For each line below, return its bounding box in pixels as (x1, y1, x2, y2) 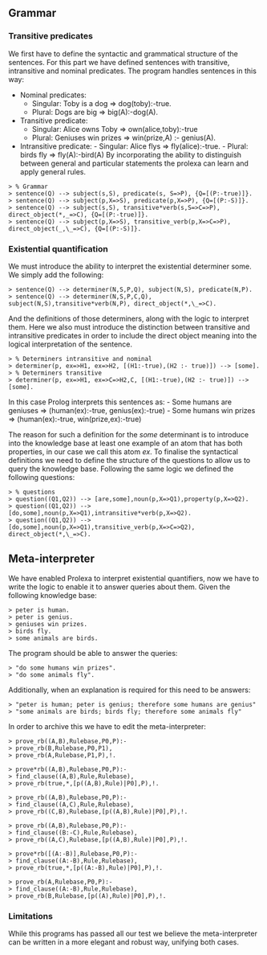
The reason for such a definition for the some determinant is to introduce (8, 429, 249, 439)
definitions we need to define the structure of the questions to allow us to (8, 455, 251, 465)
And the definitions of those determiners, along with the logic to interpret (8, 314, 249, 323)
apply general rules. (19, 166, 87, 176)
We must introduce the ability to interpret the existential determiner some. (8, 261, 252, 271)
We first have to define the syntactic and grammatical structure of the (8, 48, 239, 59)
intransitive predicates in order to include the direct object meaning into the (8, 330, 257, 340)
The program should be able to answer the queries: (8, 648, 178, 658)
